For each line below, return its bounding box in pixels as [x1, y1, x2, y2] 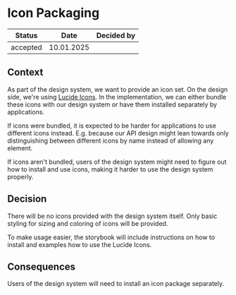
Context [7, 66, 44, 78]
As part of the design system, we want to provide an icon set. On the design [7, 85, 228, 93]
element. [7, 143, 33, 152]
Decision [7, 193, 47, 205]
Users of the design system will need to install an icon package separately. [7, 279, 224, 288]
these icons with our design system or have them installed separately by [7, 100, 217, 109]
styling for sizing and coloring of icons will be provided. [7, 219, 168, 227]
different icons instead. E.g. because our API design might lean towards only [7, 128, 229, 137]
